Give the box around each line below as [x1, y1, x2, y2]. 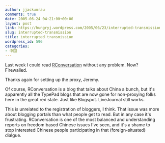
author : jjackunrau [5, 7, 45, 12]
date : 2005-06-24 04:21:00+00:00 [5, 16, 74, 21]
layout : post [5, 21, 32, 26]
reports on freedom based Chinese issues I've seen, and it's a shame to [5, 121, 151, 128]
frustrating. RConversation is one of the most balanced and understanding [5, 116, 156, 122]
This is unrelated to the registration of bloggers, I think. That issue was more [5, 106, 160, 112]
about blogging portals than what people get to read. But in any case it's [5, 111, 151, 117]
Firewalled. [5, 67, 27, 73]
